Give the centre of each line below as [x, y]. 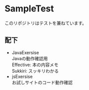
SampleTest [29, 9]
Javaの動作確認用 [30, 58]
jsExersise [22, 76]
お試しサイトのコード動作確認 [42, 82]
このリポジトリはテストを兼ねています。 [46, 23]
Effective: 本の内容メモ [35, 65]
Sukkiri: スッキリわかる [35, 71]
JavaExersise [25, 52]
